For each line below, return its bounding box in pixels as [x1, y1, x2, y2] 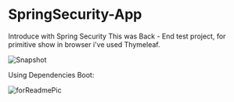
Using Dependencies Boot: [8, 70, 95, 79]
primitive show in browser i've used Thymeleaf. [8, 39, 160, 49]
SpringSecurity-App [8, 5, 142, 24]
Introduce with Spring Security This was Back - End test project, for [8, 31, 226, 41]
